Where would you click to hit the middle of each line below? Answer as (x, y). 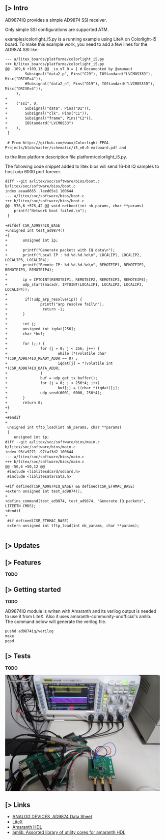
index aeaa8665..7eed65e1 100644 (39, 191)
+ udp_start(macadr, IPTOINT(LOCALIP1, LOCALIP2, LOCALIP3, (74, 284)
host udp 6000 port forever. (33, 171)
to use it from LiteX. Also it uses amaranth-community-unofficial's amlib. (78, 616)
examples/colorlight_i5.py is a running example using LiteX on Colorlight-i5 (81, 39)
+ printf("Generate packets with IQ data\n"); (60, 250)
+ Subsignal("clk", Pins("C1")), (47, 113)
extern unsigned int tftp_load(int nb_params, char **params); (73, 526)
